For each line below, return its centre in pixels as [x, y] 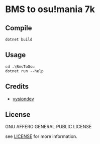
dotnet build [19, 39]
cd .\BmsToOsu [20, 67]
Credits [17, 87]
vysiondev [23, 99]
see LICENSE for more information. [41, 136]
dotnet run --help [24, 71]
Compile [19, 28]
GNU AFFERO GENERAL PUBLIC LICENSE [48, 127]
